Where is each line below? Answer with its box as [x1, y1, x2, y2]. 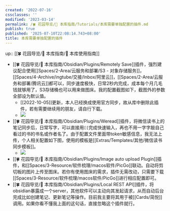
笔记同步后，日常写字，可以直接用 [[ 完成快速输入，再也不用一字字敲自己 [12, 124, 164, 130]
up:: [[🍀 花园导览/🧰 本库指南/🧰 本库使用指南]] [5, 50, 100, 56]
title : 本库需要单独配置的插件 [5, 36, 63, 41]
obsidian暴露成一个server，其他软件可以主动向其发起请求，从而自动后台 [12, 188, 164, 194]
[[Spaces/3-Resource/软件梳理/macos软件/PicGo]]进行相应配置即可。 [12, 175, 159, 181]
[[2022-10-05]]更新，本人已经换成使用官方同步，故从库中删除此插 [20, 99, 159, 105]
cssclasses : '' [5, 12, 38, 17]
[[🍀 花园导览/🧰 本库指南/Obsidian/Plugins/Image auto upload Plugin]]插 [12, 156, 162, 162]
